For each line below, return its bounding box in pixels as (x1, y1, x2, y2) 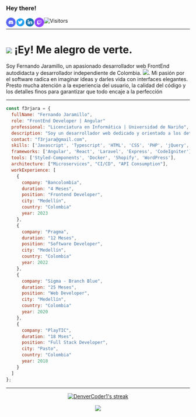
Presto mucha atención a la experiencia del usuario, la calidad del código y (6, 82, 186, 89)
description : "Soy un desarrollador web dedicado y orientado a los (11, 130, 181, 136)
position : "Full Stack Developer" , (21, 340, 108, 346)
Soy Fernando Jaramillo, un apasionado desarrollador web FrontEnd (6, 62, 170, 69)
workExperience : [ (11, 167, 57, 173)
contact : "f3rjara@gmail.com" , (11, 136, 87, 143)
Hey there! (6, 4, 37, 12)
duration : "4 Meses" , (21, 186, 75, 192)
